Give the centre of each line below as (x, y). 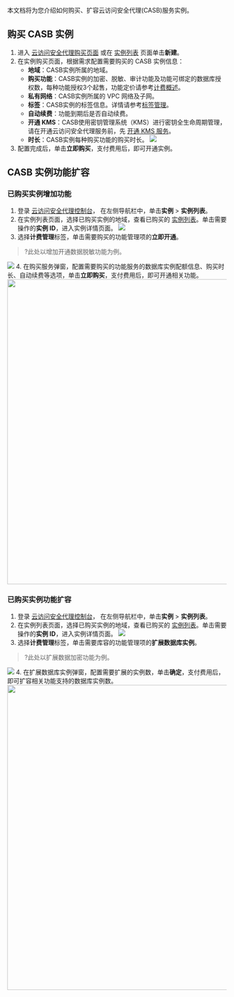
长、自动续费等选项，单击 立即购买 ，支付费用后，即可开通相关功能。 (105, 275)
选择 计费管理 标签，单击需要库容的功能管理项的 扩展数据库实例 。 (109, 642)
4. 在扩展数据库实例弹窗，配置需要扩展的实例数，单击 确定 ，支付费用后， (120, 672)
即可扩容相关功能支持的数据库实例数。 (62, 680)
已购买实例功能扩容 (39, 600)
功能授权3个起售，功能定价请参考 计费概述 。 (121, 87)
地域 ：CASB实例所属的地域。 (70, 70)
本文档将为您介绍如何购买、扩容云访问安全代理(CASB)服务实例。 (100, 10)
